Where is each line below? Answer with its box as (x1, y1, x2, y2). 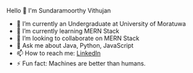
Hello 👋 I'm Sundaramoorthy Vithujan (6, 7, 111, 14)
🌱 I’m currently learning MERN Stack (16, 27, 120, 35)
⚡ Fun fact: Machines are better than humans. (16, 59, 146, 68)
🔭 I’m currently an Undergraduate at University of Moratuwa (16, 20, 186, 27)
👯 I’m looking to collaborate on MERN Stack (16, 34, 140, 42)
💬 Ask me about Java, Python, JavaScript (16, 42, 134, 49)
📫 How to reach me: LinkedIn (16, 49, 101, 57)
